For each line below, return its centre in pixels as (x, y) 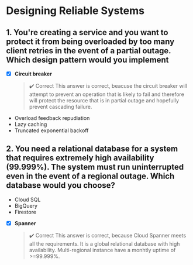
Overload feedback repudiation (52, 118)
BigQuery (26, 205)
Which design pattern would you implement (87, 60)
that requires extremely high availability (80, 158)
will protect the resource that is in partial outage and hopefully (104, 101)
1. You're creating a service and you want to (87, 32)
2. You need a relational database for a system (92, 149)
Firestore (25, 212)
